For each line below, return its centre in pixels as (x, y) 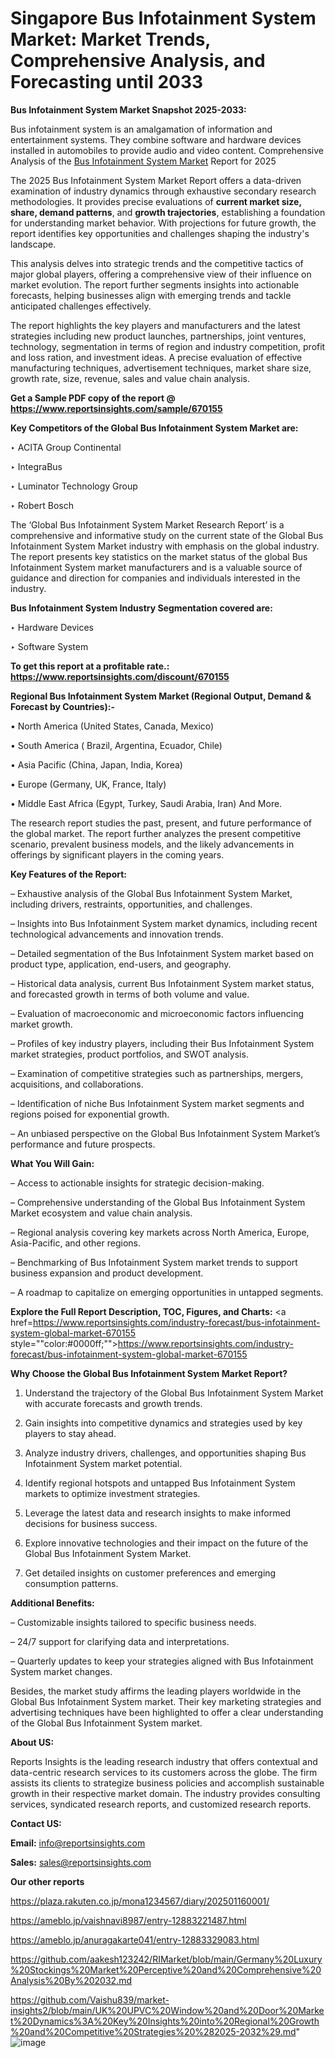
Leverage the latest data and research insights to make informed (158, 1513)
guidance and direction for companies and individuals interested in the (155, 578)
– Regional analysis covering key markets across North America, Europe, (160, 1232)
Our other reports (47, 1881)
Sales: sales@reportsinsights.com (81, 1862)
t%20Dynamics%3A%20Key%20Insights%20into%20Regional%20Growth (165, 2021)
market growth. (41, 1024)
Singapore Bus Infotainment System (163, 18)
